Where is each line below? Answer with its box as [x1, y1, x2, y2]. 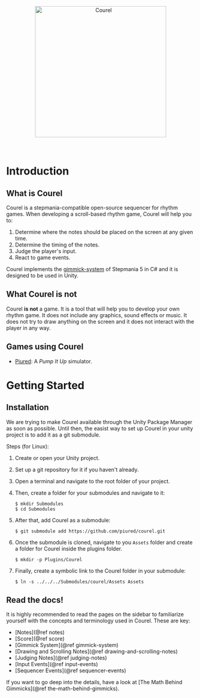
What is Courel [6, 188, 63, 198]
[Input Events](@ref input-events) [14, 661, 98, 668]
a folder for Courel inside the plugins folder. [14, 545, 123, 552]
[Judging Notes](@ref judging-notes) [14, 654, 107, 661]
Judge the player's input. [14, 248, 77, 254]
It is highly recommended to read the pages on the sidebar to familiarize [6, 611, 184, 618]
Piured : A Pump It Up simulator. [14, 357, 93, 365]
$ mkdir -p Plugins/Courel [14, 556, 83, 562]
